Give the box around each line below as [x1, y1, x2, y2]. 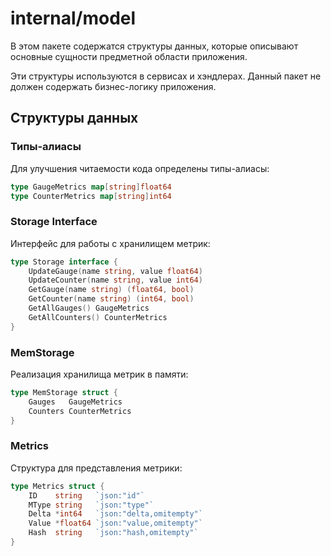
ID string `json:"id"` [28, 490, 145, 501]
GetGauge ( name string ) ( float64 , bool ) [28, 285, 195, 295]
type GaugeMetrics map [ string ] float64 [10, 182, 172, 192]
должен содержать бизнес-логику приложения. [10, 80, 217, 92]
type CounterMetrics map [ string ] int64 [10, 191, 172, 201]
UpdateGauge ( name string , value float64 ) [28, 266, 203, 276]
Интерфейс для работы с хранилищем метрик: [10, 237, 211, 249]
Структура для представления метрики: [10, 462, 183, 474]
